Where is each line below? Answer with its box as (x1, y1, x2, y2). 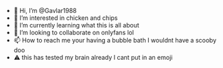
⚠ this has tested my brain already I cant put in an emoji (13, 54, 173, 61)
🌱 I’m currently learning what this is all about (13, 21, 139, 29)
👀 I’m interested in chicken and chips (13, 14, 118, 22)
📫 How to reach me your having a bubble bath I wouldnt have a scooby (13, 36, 217, 44)
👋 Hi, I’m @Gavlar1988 (13, 7, 77, 14)
